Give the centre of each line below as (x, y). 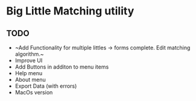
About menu (30, 80)
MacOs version (34, 92)
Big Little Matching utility (70, 11)
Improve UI (29, 60)
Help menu (29, 73)
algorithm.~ (29, 54)
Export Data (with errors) (46, 86)
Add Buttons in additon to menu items (62, 67)
